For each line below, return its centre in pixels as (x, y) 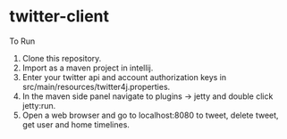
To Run (22, 41)
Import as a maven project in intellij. (88, 68)
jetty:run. (39, 105)
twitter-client (59, 16)
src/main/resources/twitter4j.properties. (96, 86)
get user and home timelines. (76, 124)
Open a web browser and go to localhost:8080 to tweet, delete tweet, (150, 115)
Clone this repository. (62, 58)
